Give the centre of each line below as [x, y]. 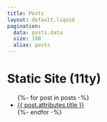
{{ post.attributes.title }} [50, 105]
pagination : [24, 26]
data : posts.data [38, 32]
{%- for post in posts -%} [53, 97]
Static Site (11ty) [54, 79]
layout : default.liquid [41, 20]
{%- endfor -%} [39, 112]
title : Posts [26, 13]
